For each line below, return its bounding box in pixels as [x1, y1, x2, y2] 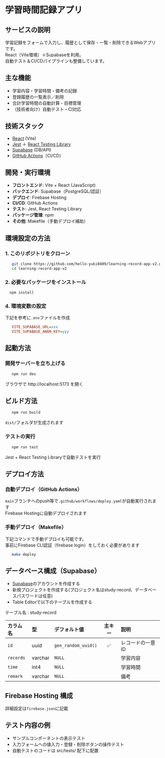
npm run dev [11, 371, 36, 376]
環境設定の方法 [5, 234, 51, 243]
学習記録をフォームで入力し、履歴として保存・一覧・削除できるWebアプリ [5, 40, 156, 45]
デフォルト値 [54, 626, 84, 633]
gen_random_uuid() [54, 643, 97, 648]
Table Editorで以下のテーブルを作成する [12, 599, 92, 605]
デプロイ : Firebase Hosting [12, 195, 67, 201]
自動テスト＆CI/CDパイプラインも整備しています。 [5, 58, 107, 64]
